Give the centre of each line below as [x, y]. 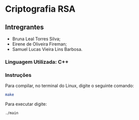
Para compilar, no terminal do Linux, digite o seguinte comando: [69, 86]
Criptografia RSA [40, 9]
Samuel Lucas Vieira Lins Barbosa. [47, 49]
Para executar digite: [26, 104]
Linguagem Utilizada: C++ [37, 62]
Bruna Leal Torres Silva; [36, 39]
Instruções [18, 75]
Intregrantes [25, 27]
